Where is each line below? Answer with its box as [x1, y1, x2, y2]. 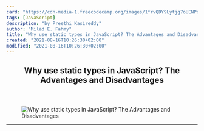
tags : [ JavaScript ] [6, 15, 56, 21]
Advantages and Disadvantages [40, 75, 164, 85]
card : [6, 9, 20, 15]
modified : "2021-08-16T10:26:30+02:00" [6, 43, 107, 49]
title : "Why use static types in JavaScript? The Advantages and [6, 32, 175, 38]
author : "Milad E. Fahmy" [6, 26, 72, 32]
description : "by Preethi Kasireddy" [6, 20, 102, 26]
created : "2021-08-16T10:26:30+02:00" [6, 37, 104, 43]
